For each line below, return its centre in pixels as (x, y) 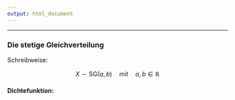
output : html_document (40, 14)
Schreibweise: (28, 59)
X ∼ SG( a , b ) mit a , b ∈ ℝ (117, 73)
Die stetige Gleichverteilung (56, 45)
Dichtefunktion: (31, 90)
